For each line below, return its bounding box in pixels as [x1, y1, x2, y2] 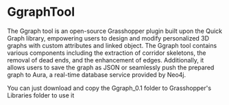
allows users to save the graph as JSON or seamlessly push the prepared [7, 63, 215, 71]
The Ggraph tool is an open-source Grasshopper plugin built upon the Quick [7, 27, 223, 35]
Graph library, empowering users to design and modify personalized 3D [7, 34, 210, 42]
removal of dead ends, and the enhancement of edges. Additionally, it [7, 56, 204, 64]
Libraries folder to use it [7, 91, 75, 100]
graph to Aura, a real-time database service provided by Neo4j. [7, 70, 186, 79]
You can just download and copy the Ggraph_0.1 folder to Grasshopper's [7, 84, 211, 92]
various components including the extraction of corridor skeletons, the [7, 49, 206, 57]
